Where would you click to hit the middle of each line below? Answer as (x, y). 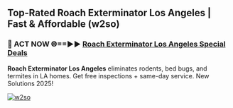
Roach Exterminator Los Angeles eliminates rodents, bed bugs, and (107, 68)
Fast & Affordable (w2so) (64, 24)
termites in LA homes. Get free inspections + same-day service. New (108, 76)
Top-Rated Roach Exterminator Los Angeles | (109, 13)
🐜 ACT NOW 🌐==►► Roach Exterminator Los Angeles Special (116, 44)
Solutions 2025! (31, 83)
